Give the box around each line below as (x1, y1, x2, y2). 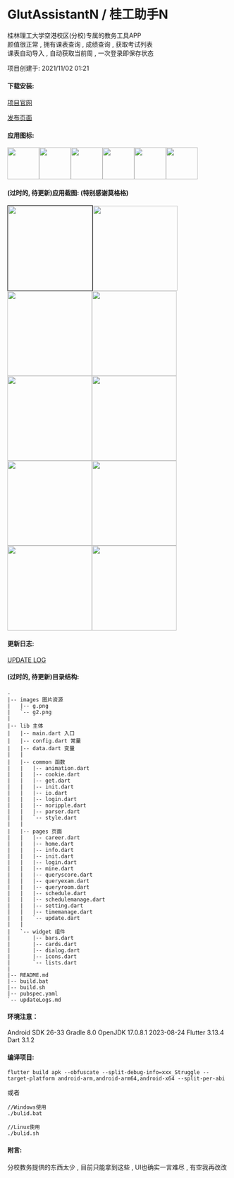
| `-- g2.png (7, 708, 52, 716)
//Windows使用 (7, 1104, 47, 1111)
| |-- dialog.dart (7, 947, 80, 954)
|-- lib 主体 (7, 722, 44, 729)
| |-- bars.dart (7, 934, 74, 941)
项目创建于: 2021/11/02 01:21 (7, 64, 90, 72)
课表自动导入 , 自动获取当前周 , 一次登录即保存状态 (7, 49, 154, 57)
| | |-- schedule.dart (7, 890, 87, 897)
